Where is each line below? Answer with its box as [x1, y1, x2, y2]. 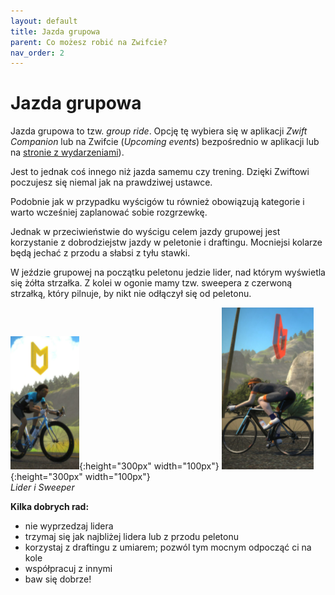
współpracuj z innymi [24, 563, 113, 575]
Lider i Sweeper [10, 481, 75, 494]
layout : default [10, 16, 78, 26]
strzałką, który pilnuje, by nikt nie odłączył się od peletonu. [10, 288, 252, 300]
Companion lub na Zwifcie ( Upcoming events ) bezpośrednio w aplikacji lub [10, 136, 320, 148]
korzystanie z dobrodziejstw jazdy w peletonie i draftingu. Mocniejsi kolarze [10, 236, 323, 249]
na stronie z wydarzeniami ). [10, 146, 125, 159]
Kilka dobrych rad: [10, 501, 90, 513]
